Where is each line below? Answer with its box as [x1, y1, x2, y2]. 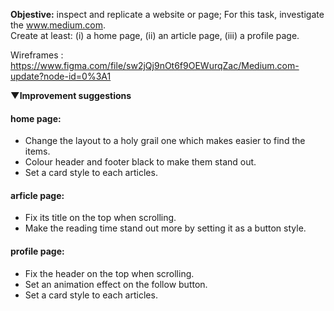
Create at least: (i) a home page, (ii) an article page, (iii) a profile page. [10, 30, 300, 41]
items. [24, 145, 51, 158]
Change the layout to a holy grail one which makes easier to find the [24, 135, 306, 147]
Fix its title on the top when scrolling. [24, 212, 177, 224]
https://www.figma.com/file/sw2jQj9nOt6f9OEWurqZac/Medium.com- [10, 60, 300, 71]
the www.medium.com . [10, 19, 107, 31]
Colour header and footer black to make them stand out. [24, 156, 257, 168]
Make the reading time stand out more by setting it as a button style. [24, 222, 307, 234]
